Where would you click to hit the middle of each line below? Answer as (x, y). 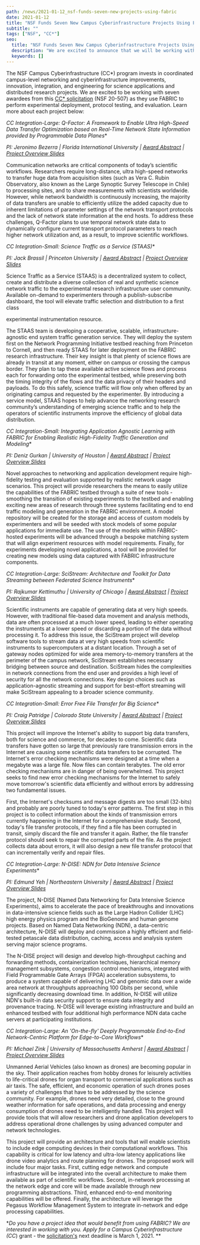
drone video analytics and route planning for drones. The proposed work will (100, 1161)
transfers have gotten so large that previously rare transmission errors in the (100, 746)
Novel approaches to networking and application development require (92, 473)
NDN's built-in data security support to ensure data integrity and (85, 1000)
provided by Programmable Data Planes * (57, 136)
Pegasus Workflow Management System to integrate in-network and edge (97, 1205)
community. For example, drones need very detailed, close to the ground (95, 1098)
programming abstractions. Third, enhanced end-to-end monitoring (89, 1192)
